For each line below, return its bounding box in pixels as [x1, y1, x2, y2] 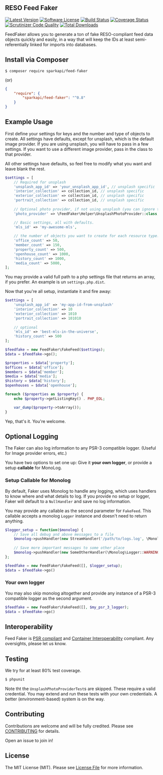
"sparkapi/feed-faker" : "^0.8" [22, 96, 86, 100]
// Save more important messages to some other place [14, 546, 125, 550]
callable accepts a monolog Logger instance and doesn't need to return [5, 513, 147, 518]
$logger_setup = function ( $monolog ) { [5, 527, 83, 533]
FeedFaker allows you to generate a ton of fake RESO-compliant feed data [5, 31, 153, 37]
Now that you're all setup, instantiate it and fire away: [5, 289, 112, 294]
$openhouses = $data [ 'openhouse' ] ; [5, 383, 77, 388]
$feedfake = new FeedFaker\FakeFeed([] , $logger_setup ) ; [5, 563, 123, 568]
